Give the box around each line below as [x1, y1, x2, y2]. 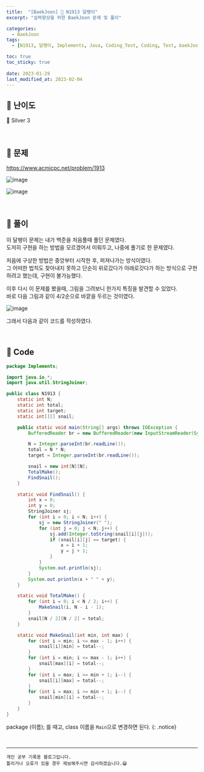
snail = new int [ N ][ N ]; [28, 463, 88, 469]
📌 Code [6, 347, 35, 357]
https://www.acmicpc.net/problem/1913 [6, 164, 105, 171]
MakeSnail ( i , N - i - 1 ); [38, 604, 104, 611]
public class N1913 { [6, 391, 61, 397]
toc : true [6, 54, 32, 60]
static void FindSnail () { [17, 491, 86, 497]
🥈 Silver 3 [6, 117, 30, 124]
